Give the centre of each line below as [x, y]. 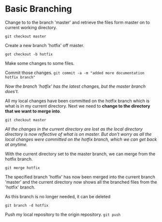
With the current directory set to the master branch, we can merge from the [80, 154]
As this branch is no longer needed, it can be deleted [58, 196]
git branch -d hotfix [27, 205]
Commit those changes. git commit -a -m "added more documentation [75, 72]
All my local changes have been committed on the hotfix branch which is [77, 101]
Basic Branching [39, 9]
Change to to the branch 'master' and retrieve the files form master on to [77, 22]
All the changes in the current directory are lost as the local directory [74, 129]
